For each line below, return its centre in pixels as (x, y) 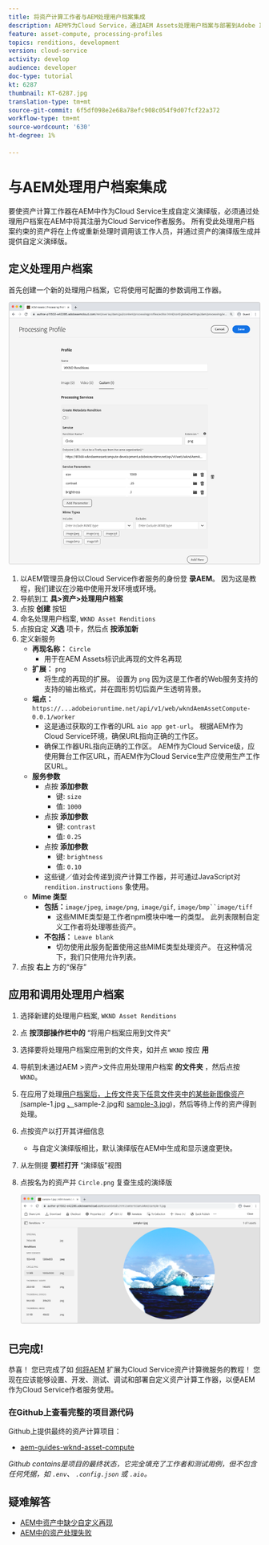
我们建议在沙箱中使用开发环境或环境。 (97, 588)
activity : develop (39, 59)
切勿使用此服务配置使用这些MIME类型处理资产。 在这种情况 (154, 947)
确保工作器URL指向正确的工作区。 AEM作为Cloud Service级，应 (149, 746)
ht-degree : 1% (32, 136)
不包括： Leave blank (79, 936)
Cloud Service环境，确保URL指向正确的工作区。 (123, 736)
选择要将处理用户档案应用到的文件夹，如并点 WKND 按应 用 (114, 1050)
